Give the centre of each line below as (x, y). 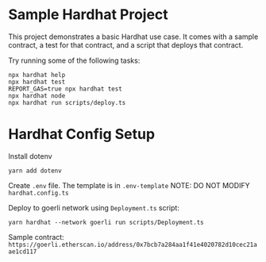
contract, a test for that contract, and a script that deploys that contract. (126, 44)
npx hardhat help (37, 75)
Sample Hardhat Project (88, 15)
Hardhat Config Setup (82, 135)
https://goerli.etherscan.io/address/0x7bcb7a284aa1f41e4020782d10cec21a (133, 245)
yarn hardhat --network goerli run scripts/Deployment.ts (106, 222)
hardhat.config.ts (39, 193)
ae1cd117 (23, 252)
